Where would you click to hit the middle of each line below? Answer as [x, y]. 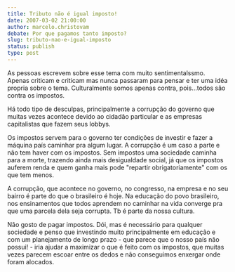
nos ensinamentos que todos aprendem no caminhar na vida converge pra [115, 203]
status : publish [31, 46]
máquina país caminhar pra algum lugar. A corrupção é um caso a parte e [114, 145]
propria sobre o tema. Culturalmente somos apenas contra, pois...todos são [116, 88]
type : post [23, 53]
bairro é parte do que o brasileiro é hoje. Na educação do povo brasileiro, [113, 196]
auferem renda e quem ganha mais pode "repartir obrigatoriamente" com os [117, 167]
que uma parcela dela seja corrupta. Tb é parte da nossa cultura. [101, 211]
